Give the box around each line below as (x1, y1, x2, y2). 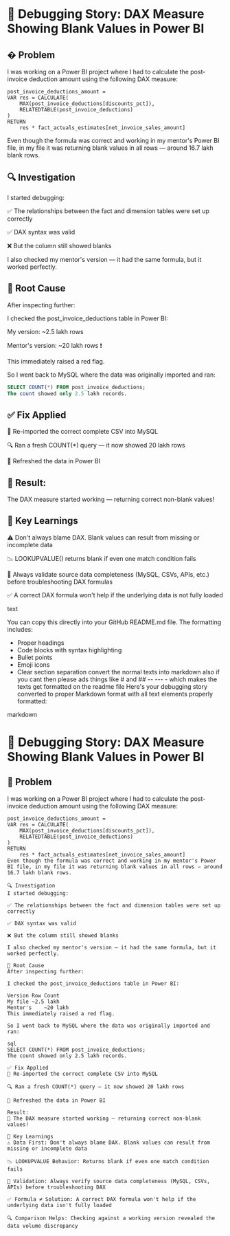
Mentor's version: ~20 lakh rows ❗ (7, 341, 102, 349)
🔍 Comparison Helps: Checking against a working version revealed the (7, 1215, 215, 1222)
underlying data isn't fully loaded (7, 1202, 112, 1209)
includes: (7, 625, 33, 633)
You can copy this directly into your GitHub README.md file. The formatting (7, 618, 222, 626)
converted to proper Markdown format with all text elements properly (16, 689, 214, 698)
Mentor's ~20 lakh (7, 1004, 69, 1011)
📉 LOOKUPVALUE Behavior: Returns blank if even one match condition (7, 1158, 209, 1165)
